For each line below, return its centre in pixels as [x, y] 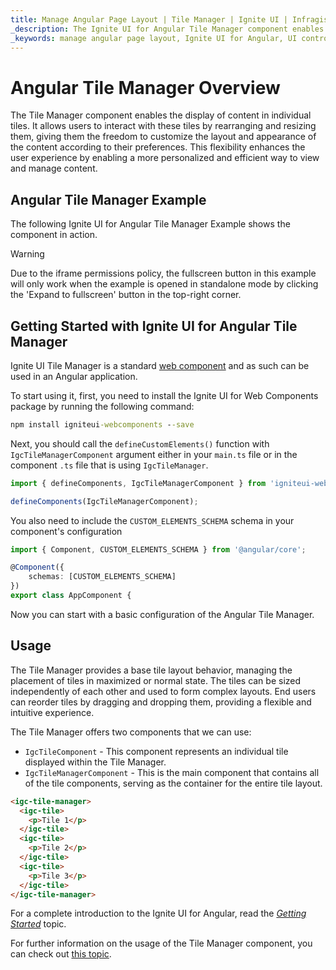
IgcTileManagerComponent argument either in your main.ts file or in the [154, 454]
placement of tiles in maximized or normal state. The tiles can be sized [156, 680]
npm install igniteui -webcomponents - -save [102, 424]
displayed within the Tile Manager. [95, 762]
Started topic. [38, 924]
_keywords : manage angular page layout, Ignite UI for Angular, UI [154, 38]
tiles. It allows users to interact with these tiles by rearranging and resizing [163, 126]
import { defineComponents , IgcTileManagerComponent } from [138, 483]
